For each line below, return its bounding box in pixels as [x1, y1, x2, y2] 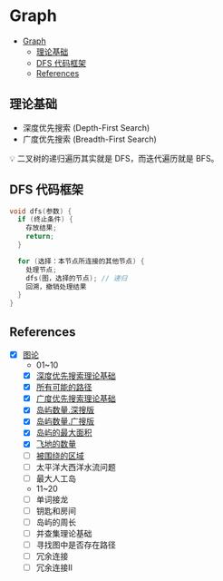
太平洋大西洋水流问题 [35, 461, 116, 472]
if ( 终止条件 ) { [17, 215, 74, 224]
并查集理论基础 [35, 527, 92, 538]
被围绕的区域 [35, 450, 84, 461]
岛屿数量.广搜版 [35, 416, 95, 427]
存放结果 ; [25, 223, 57, 232]
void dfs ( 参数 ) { [9, 206, 73, 216]
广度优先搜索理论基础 [35, 393, 116, 404]
